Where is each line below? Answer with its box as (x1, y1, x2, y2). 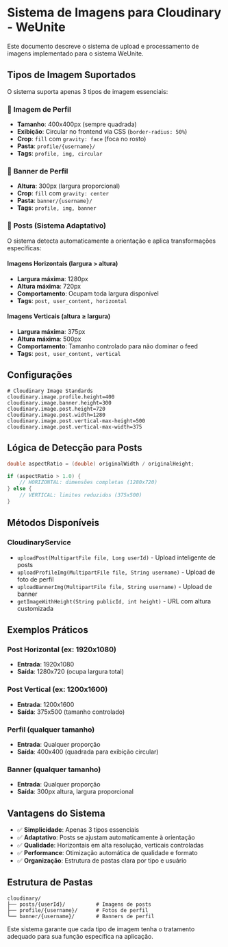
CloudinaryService (7, 538, 71, 547)
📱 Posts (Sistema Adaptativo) (7, 221, 107, 230)
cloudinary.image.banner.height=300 (7, 399, 112, 406)
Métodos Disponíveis (7, 517, 99, 529)
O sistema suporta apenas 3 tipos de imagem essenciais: (7, 87, 168, 95)
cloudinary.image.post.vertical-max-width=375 (7, 423, 142, 430)
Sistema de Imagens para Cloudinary (7, 5, 222, 21)
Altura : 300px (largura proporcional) (16, 182, 121, 190)
